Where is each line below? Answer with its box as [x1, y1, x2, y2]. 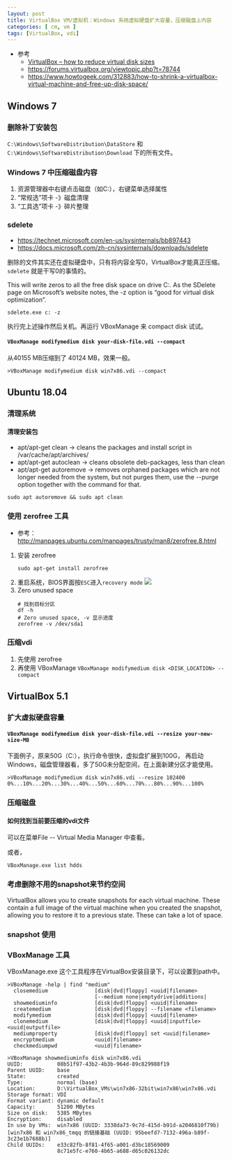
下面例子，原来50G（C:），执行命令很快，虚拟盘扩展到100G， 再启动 [7, 752, 204, 760]
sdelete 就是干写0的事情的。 [7, 266, 90, 275]
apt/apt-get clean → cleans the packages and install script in [17, 443, 192, 451]
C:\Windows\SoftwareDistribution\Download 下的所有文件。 [7, 148, 177, 157]
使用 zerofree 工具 [7, 512, 69, 521]
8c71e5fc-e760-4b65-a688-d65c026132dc [56, 1147, 170, 1154]
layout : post [7, 10, 45, 17]
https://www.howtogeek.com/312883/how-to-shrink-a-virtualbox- [27, 73, 218, 81]
